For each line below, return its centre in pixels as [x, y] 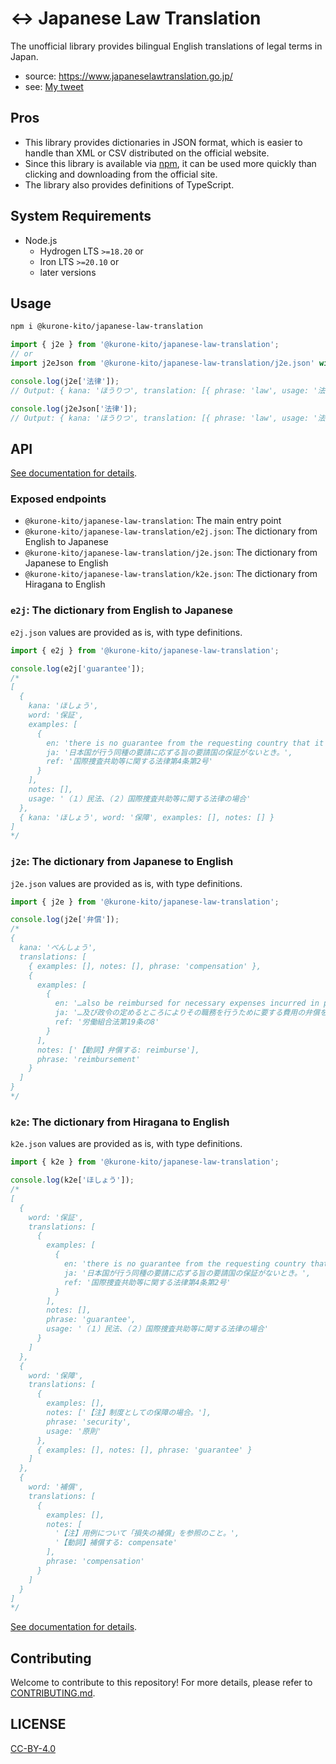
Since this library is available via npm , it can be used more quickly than [170, 163]
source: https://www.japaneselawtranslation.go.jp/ [128, 76]
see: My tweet [54, 86]
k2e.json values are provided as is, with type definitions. [126, 1144]
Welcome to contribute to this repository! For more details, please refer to [161, 1683]
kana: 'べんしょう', [58, 948]
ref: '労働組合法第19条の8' [107, 1022]
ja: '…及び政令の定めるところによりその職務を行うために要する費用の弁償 [187, 1013]
